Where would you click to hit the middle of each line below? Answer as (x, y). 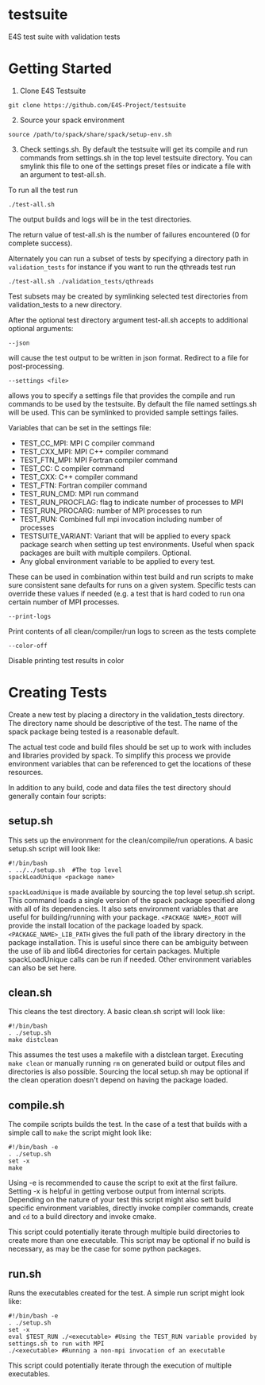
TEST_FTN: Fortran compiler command (83, 485)
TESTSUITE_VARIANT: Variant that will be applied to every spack (125, 536)
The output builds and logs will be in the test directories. (100, 219)
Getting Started (60, 69)
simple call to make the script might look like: (80, 1132)
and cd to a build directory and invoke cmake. (83, 1217)
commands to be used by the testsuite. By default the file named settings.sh (132, 403)
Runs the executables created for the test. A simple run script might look (127, 1293)
